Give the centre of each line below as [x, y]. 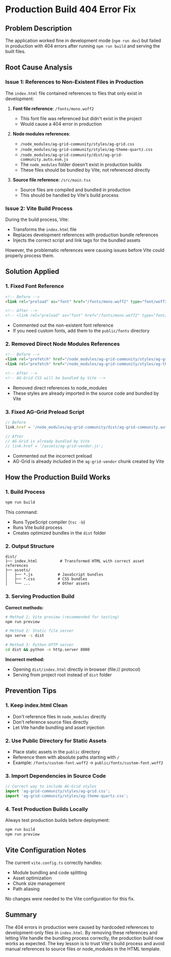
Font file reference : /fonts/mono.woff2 [53, 108]
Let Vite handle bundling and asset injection [59, 727]
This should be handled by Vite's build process [69, 195]
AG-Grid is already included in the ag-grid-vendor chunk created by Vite [88, 461]
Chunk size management [39, 883]
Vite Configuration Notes [46, 850]
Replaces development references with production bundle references [85, 235]
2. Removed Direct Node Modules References [63, 344]
